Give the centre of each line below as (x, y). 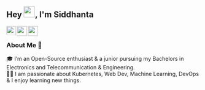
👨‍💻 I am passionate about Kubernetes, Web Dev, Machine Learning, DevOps (103, 74)
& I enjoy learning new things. (44, 80)
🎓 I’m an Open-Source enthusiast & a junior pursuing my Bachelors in (95, 59)
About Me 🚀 (24, 45)
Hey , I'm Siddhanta (50, 15)
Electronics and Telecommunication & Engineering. (71, 67)
